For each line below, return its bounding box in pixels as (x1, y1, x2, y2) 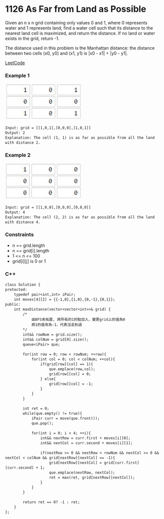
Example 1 (5, 72, 30, 79)
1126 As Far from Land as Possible (5, 3, 146, 15)
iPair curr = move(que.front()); (31, 415, 100, 421)
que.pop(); (31, 420, 54, 426)
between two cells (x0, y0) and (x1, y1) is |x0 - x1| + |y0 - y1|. (5, 50, 128, 56)
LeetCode (5, 60, 26, 66)
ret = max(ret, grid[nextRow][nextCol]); (49, 475, 135, 480)
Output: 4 (5, 210, 26, 215)
